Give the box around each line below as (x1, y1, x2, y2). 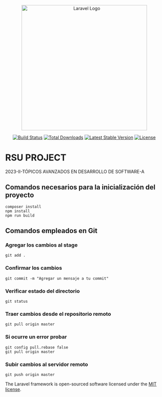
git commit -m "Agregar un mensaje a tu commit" (5, 276, 109, 281)
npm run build (5, 213, 35, 218)
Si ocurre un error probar (5, 333, 67, 340)
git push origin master (5, 372, 55, 377)
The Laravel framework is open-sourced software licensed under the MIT (5, 381, 157, 387)
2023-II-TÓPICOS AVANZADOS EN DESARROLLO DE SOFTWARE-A (5, 168, 144, 174)
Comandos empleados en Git (5, 227, 98, 235)
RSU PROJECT (5, 152, 67, 163)
